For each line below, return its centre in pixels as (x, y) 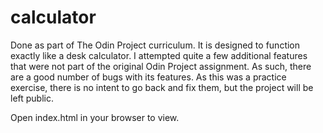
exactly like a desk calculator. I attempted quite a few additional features (159, 55)
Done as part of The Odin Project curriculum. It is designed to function (155, 45)
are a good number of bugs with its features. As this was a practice (148, 77)
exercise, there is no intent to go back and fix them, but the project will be (162, 87)
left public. (32, 98)
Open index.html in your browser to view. (95, 117)
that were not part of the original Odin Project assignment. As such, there (161, 66)
